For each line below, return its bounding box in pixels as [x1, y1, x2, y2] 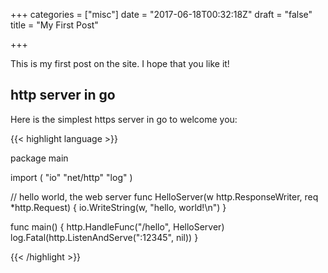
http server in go [10, 87, 116, 104]
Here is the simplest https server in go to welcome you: [10, 113, 238, 125]
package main [10, 152, 69, 164]
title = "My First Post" [10, 19, 99, 31]
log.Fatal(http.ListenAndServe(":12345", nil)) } [10, 231, 199, 243]
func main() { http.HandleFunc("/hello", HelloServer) [10, 220, 225, 233]
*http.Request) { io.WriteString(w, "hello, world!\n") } [10, 201, 227, 213]
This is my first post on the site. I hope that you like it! [10, 58, 230, 69]
